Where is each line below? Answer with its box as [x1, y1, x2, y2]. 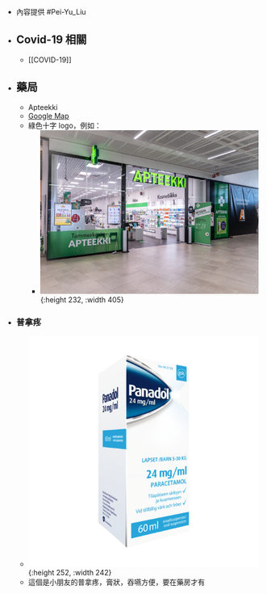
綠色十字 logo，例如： [27, 120, 102, 130]
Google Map [27, 111, 69, 120]
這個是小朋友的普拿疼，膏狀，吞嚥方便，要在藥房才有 [27, 577, 206, 587]
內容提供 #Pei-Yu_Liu [15, 7, 86, 16]
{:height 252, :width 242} [27, 567, 112, 577]
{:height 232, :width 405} [40, 295, 124, 305]
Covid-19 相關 [15, 33, 87, 47]
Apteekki [27, 102, 58, 112]
